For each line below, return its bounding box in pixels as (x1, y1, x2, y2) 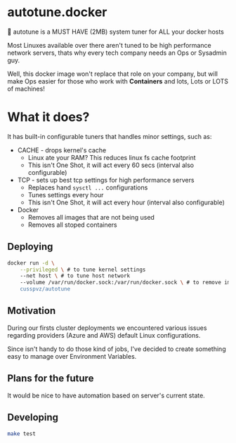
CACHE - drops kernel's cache (17, 145, 107, 154)
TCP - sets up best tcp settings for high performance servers (17, 176, 195, 184)
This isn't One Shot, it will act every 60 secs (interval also (27, 161, 195, 169)
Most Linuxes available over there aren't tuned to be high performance (7, 41, 212, 49)
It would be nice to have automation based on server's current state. (7, 391, 205, 399)
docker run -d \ (7, 259, 55, 267)
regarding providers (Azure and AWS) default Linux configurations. (7, 331, 201, 339)
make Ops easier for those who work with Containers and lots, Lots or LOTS (7, 77, 229, 85)
